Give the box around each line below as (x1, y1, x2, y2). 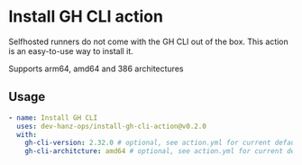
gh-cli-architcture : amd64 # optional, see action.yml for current (24, 147, 283, 156)
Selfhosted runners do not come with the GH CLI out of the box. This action (8, 36, 289, 47)
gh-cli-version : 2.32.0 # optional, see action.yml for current (24, 138, 271, 148)
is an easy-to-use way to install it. (8, 45, 134, 56)
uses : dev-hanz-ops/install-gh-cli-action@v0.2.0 (16, 122, 206, 131)
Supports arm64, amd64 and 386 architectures (8, 63, 184, 74)
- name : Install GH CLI (8, 113, 98, 123)
